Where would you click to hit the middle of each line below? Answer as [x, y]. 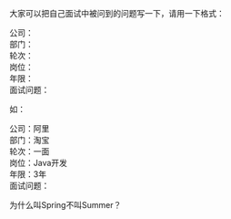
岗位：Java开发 [39, 163]
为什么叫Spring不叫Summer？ [65, 205]
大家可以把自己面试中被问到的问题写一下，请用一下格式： [117, 13]
